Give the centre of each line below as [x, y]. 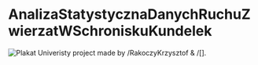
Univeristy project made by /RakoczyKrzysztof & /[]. [122, 52]
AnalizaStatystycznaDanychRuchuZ [129, 14]
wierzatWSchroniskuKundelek [110, 31]
